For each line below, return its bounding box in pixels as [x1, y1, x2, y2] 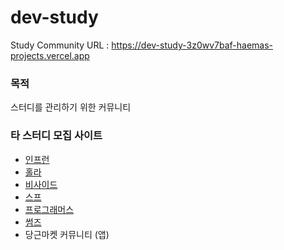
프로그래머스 [24, 203, 75, 215]
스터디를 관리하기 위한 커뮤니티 [10, 101, 132, 113]
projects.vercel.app [10, 49, 90, 61]
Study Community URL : [10, 39, 110, 51]
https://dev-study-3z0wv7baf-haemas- [111, 39, 274, 51]
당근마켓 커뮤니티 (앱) [24, 228, 110, 240]
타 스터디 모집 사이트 [10, 129, 103, 143]
